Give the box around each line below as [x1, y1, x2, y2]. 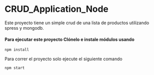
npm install [4, 47, 29, 52]
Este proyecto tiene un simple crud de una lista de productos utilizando [4, 20, 149, 26]
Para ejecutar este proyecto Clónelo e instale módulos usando [4, 36, 135, 42]
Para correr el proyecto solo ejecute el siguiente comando [4, 56, 123, 62]
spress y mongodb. [4, 25, 44, 31]
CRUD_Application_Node [4, 3, 109, 15]
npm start [4, 66, 25, 71]
